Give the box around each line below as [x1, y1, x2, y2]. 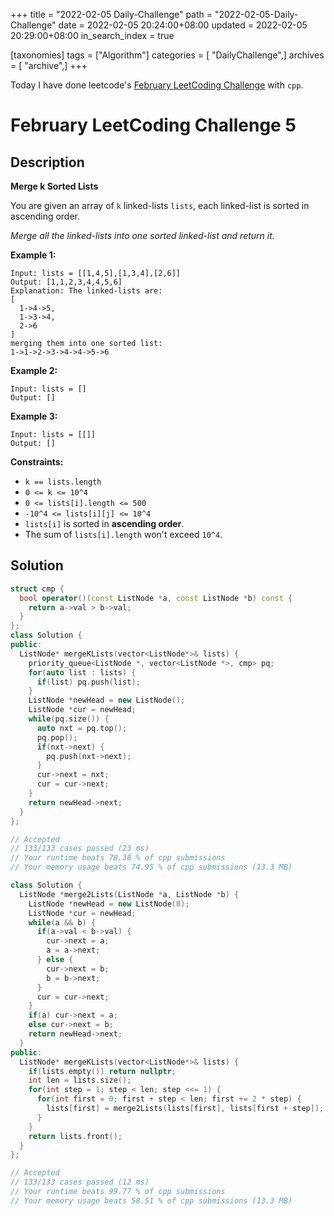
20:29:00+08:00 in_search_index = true [10, 30, 175, 41]
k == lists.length [24, 477, 102, 487]
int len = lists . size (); [28, 1075, 132, 1086]
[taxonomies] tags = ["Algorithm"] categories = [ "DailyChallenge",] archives [10, 49, 325, 61]
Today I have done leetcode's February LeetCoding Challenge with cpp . [10, 79, 304, 91]
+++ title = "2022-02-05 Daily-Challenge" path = [10, 9, 213, 20]
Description [10, 154, 85, 171]
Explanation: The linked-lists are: [10, 286, 163, 296]
